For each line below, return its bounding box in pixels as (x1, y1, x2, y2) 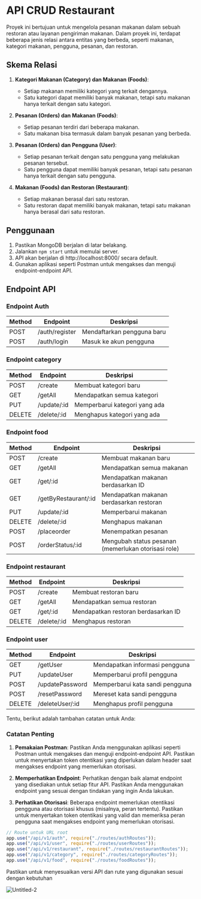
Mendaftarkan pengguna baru (81, 328, 166, 336)
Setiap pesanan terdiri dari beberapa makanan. (23, 123, 140, 131)
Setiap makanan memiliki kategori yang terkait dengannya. (23, 88, 169, 95)
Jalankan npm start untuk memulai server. (14, 248, 120, 255)
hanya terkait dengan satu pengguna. (23, 172, 117, 179)
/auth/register (38, 328, 77, 336)
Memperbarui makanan (101, 508, 167, 516)
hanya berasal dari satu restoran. (23, 208, 105, 215)
